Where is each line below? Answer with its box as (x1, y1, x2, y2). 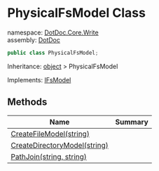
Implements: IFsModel (7, 75, 71, 84)
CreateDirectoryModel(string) (11, 140, 109, 150)
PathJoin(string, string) (11, 151, 88, 161)
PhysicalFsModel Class (7, 5, 146, 21)
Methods (7, 96, 48, 108)
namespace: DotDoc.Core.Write (7, 28, 99, 37)
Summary (115, 117, 148, 127)
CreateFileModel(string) (11, 129, 90, 139)
